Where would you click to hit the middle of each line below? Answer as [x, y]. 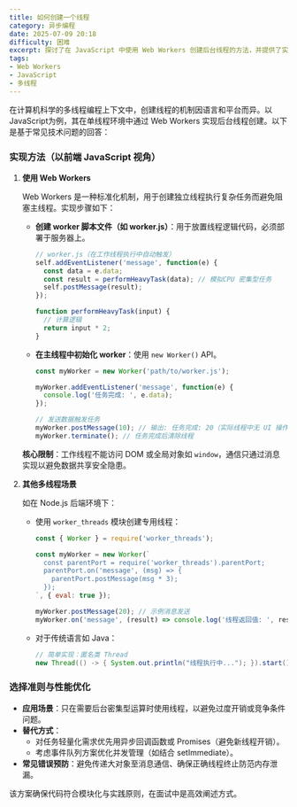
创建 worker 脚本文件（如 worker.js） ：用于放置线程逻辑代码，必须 [156, 226]
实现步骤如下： [88, 207]
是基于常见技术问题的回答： [60, 132]
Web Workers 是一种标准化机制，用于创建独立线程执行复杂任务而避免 [148, 197]
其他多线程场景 [49, 484]
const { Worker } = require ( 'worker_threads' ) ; [124, 538]
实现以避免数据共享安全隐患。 [76, 465]
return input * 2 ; [77, 328]
